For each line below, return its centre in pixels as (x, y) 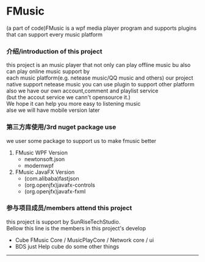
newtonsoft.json (45, 159)
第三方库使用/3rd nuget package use (61, 127)
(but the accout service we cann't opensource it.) (69, 97)
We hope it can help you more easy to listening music (74, 104)
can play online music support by (48, 72)
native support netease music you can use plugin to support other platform (100, 84)
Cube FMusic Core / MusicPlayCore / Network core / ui (85, 240)
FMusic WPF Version (41, 153)
